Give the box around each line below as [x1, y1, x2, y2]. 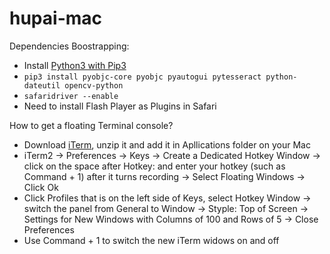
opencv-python [64, 80, 124, 91]
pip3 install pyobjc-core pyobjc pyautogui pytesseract [23, 72, 262, 82]
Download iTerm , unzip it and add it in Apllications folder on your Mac [23, 138, 311, 151]
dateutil [23, 80, 61, 91]
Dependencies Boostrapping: [9, 40, 130, 52]
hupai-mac [9, 7, 103, 30]
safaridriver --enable [23, 91, 119, 101]
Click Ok [23, 181, 59, 193]
